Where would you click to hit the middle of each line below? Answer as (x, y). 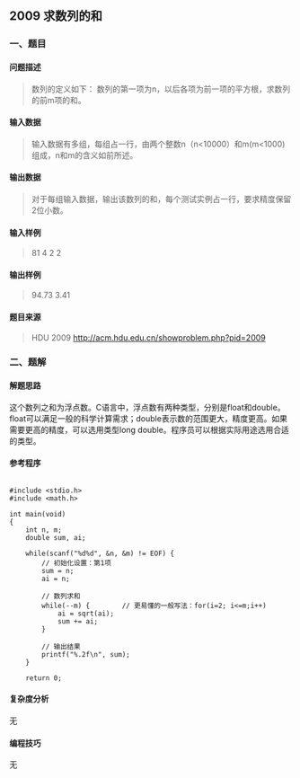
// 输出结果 (61, 646)
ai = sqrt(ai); (86, 614)
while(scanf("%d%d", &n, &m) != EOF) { (100, 553)
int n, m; (44, 530)
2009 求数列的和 (56, 16)
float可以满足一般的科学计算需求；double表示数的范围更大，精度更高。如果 (148, 418)
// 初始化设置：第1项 (77, 563)
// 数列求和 (61, 596)
